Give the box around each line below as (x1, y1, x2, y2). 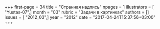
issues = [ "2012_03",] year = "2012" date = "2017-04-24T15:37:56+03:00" (4, 14, 156, 20)
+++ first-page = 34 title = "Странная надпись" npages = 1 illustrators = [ (4, 4, 154, 10)
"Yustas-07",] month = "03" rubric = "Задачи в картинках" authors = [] (4, 9, 149, 15)
